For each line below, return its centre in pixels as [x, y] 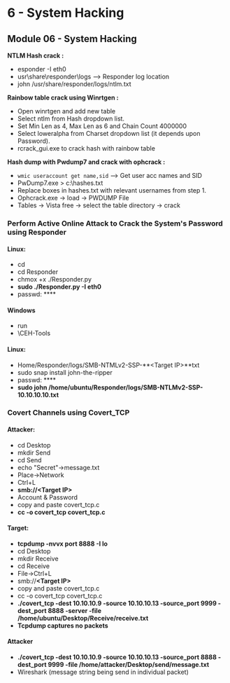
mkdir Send [34, 453]
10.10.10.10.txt [38, 394]
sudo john [32, 387]
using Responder [37, 232]
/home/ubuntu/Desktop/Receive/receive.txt [83, 618]
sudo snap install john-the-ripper [65, 372]
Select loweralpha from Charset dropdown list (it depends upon [109, 133]
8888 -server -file [74, 610]
